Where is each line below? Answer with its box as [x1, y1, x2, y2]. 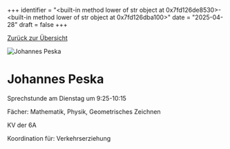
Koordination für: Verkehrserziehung [7, 134, 111, 142]
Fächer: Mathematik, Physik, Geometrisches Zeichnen [7, 107, 161, 116]
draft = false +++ [19, 21, 68, 28]
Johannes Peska [7, 72, 104, 87]
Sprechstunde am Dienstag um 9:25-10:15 [7, 94, 126, 102]
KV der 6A [7, 121, 37, 129]
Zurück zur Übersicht [7, 34, 68, 42]
